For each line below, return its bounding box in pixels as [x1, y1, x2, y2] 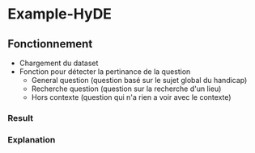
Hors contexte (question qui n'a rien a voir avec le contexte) [31, 93, 232, 101]
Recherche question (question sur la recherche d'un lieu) [31, 84, 222, 93]
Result [7, 112, 34, 123]
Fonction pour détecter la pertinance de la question [19, 67, 191, 76]
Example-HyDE [7, 5, 113, 23]
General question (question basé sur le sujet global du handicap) [31, 76, 248, 85]
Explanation [7, 134, 56, 145]
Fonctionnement [7, 37, 93, 51]
